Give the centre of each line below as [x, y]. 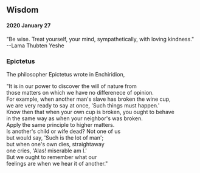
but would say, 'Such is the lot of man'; [55, 137]
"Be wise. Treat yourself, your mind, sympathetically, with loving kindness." [100, 39]
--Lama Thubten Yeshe [36, 46]
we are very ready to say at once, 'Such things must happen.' [83, 105]
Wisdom [22, 10]
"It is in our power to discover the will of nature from [71, 86]
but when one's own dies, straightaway [55, 144]
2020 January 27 [29, 25]
